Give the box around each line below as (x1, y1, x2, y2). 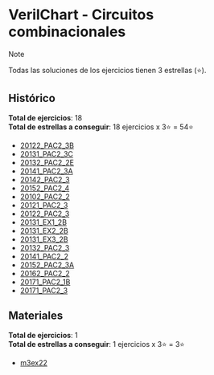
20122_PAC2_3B (19, 141, 75, 150)
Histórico (8, 92, 56, 105)
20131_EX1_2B (19, 217, 67, 226)
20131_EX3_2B (19, 234, 68, 244)
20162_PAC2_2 (19, 268, 70, 278)
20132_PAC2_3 (19, 243, 70, 252)
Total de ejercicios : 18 (8, 112, 83, 122)
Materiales (8, 309, 64, 323)
